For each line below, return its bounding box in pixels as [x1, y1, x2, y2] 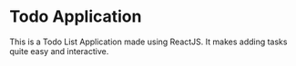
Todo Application [9, 6, 142, 27]
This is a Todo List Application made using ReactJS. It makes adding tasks [9, 36, 288, 47]
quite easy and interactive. [9, 45, 109, 56]
